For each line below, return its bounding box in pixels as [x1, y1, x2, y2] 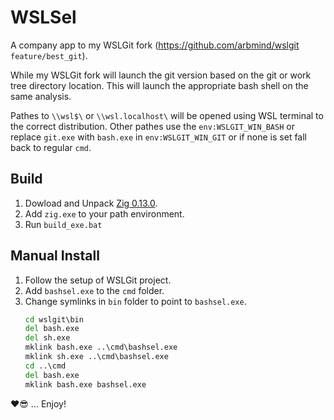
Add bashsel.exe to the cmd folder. [24, 284, 165, 296]
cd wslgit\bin [24, 314, 84, 325]
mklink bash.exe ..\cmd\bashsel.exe [24, 342, 178, 353]
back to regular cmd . [10, 141, 92, 153]
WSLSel [10, 6, 77, 29]
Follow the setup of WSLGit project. [24, 274, 172, 286]
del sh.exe [24, 333, 71, 343]
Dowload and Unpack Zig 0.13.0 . [24, 197, 158, 209]
